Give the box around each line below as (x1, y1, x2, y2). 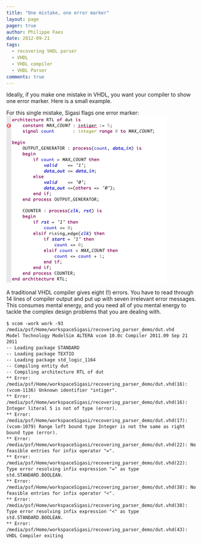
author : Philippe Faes (6, 29, 64, 35)
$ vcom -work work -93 (6, 321, 64, 327)
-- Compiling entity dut (6, 363, 69, 369)
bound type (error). (6, 430, 59, 436)
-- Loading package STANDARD (6, 345, 80, 351)
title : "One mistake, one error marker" (6, 10, 110, 16)
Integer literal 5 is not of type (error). (6, 406, 118, 412)
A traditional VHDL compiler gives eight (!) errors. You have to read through (6, 289, 194, 296)
